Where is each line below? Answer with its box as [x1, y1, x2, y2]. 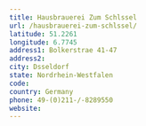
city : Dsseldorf [9, 63, 69, 72]
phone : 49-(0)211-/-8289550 [9, 95, 114, 105]
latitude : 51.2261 [9, 29, 77, 38]
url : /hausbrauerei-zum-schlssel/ [9, 21, 138, 30]
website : [9, 104, 42, 113]
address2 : [9, 54, 46, 63]
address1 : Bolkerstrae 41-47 [9, 46, 118, 55]
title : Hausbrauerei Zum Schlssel [9, 12, 138, 22]
